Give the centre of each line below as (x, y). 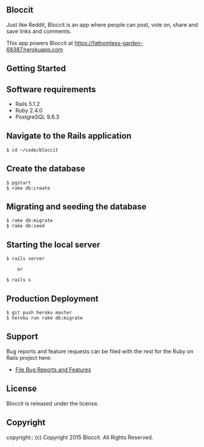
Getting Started (36, 69)
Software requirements (51, 89)
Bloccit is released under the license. (53, 403)
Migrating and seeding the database (76, 207)
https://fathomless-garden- (108, 43)
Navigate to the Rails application (69, 136)
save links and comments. (39, 31)
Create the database (46, 169)
